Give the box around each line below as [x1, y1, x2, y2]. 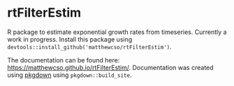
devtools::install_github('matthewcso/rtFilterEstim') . [7, 42, 173, 51]
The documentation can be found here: [7, 55, 120, 64]
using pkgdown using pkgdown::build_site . [7, 71, 132, 79]
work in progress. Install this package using [7, 35, 133, 43]
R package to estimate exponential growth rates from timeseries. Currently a [7, 28, 227, 36]
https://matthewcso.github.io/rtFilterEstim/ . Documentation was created [7, 63, 214, 71]
